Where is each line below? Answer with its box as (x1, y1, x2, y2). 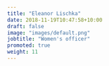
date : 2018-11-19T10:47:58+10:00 (7, 16, 103, 23)
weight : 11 (7, 49, 38, 56)
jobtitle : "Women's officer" (7, 36, 90, 43)
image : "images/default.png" (7, 29, 90, 36)
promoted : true (7, 42, 51, 49)
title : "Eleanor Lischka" (7, 10, 81, 17)
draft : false (7, 23, 45, 30)
